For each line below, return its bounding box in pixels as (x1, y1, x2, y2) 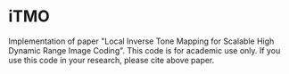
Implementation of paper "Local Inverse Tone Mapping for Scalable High (8, 36, 275, 46)
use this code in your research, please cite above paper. (8, 54, 215, 65)
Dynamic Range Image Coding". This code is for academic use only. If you (8, 45, 281, 55)
